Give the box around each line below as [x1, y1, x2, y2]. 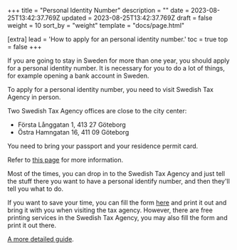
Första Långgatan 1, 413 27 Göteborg [17, 120, 126, 129]
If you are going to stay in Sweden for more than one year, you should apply [7, 56, 230, 65]
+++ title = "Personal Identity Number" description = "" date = [7, 6, 190, 14]
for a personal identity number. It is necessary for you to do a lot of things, [7, 64, 226, 72]
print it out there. [7, 221, 57, 229]
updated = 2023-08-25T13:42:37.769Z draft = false [61, 14, 213, 22]
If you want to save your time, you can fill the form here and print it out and [7, 199, 227, 207]
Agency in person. [7, 93, 61, 101]
